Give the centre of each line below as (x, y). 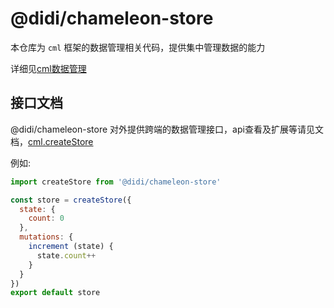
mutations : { (46, 237)
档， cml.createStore (52, 141)
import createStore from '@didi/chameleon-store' (116, 182)
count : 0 (46, 218)
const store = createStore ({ (71, 200)
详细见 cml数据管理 (48, 68)
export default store (55, 293)
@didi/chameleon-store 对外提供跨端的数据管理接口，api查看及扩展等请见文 (167, 129)
